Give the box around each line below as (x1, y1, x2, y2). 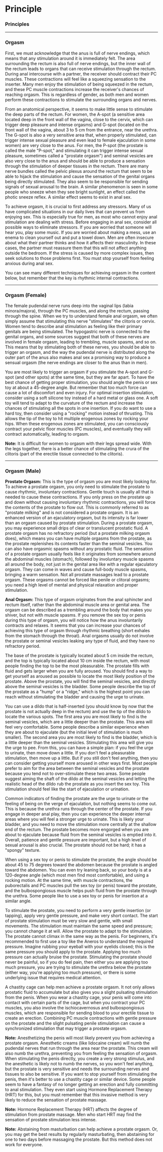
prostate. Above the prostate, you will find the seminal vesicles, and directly (5, 678, 156, 684)
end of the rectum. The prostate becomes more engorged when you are (5, 826, 149, 833)
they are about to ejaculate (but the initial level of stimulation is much (5, 729, 143, 735)
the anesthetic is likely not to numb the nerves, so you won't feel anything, (5, 1061, 154, 1067)
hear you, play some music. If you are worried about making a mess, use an (5, 229, 156, 235)
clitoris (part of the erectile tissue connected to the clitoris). (5, 451, 124, 457)
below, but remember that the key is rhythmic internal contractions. (5, 275, 139, 281)
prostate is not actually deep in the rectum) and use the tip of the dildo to (5, 709, 151, 714)
